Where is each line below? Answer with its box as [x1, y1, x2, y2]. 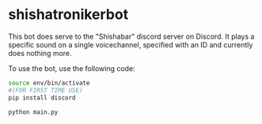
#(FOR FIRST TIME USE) [8, 86, 83, 94]
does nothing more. [8, 48, 73, 58]
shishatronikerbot [8, 6, 129, 24]
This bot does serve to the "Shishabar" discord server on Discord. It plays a [8, 32, 255, 41]
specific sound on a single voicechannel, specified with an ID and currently [8, 39, 253, 49]
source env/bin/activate [8, 79, 90, 87]
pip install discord [8, 93, 77, 102]
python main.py [8, 108, 59, 116]
